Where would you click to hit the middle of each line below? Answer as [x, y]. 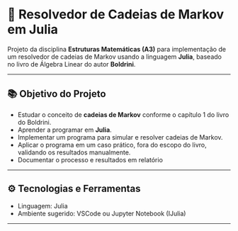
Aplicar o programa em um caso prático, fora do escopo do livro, [112, 145]
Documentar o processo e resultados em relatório [90, 159]
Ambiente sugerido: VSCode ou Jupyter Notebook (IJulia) [102, 213]
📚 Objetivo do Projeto [57, 94]
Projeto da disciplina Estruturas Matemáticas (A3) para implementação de [117, 49]
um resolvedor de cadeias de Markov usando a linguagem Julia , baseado [114, 57]
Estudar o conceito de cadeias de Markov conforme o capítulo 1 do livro [123, 114]
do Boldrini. [34, 122]
